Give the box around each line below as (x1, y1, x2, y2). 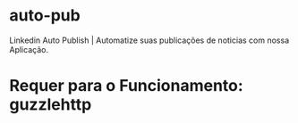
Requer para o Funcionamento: (9, 76, 243, 96)
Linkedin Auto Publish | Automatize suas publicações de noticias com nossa (9, 35, 289, 45)
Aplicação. (9, 44, 49, 54)
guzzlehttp (9, 94, 92, 115)
